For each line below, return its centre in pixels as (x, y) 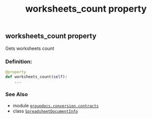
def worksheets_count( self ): (36, 77)
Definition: (19, 62)
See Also (17, 95)
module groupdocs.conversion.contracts (56, 105)
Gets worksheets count (30, 48)
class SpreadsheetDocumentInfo (45, 111)
